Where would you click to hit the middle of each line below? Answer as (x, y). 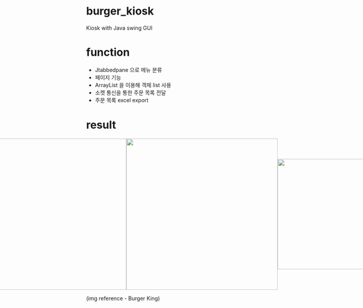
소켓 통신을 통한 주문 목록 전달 (130, 93)
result (101, 125)
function (108, 52)
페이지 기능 (108, 77)
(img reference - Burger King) (123, 298)
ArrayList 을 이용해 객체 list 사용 (133, 85)
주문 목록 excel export (122, 100)
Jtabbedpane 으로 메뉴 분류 (129, 70)
